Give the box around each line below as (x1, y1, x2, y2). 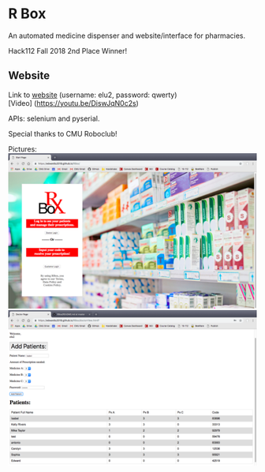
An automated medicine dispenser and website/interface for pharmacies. (8, 31, 246, 40)
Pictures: (8, 144, 37, 154)
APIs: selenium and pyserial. (8, 114, 100, 123)
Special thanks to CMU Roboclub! (8, 129, 118, 138)
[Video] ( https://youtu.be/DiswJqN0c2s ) (8, 98, 140, 107)
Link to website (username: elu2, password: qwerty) (8, 90, 177, 99)
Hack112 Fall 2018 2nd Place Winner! (8, 46, 128, 55)
